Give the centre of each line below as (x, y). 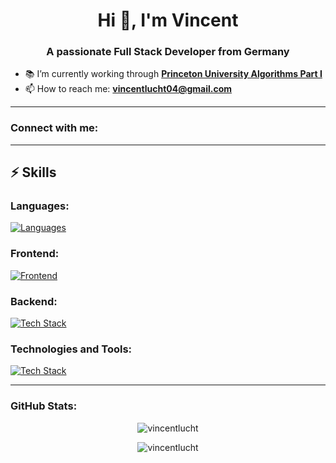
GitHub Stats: (44, 406)
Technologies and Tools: (71, 349)
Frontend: (35, 254)
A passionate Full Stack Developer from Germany (168, 52)
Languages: (40, 206)
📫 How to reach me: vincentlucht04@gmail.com (128, 89)
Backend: (34, 301)
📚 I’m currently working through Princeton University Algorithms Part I (173, 74)
